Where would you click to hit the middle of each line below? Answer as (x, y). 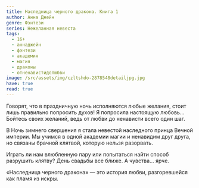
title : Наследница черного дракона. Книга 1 (62, 12)
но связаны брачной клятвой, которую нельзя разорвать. (80, 143)
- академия (25, 56)
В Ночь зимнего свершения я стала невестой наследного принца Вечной (100, 130)
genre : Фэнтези (25, 23)
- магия (21, 61)
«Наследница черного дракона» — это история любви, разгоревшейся (97, 172)
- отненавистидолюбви (38, 73)
